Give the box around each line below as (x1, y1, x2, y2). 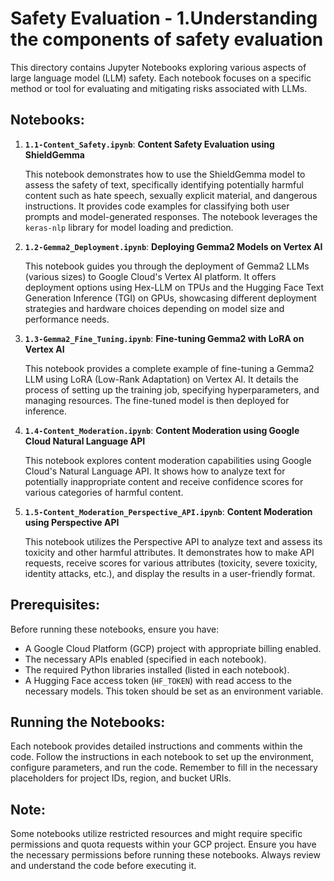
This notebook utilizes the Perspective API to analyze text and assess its (24, 535, 323, 547)
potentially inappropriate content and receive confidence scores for (24, 475, 304, 487)
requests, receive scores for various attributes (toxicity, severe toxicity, (24, 557, 318, 569)
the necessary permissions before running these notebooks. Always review (10, 849, 321, 861)
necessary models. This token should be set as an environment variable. (24, 685, 324, 697)
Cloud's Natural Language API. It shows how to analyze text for (24, 465, 286, 477)
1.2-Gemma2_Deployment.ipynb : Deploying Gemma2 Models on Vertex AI (24, 240, 323, 252)
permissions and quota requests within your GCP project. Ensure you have (10, 838, 317, 851)
